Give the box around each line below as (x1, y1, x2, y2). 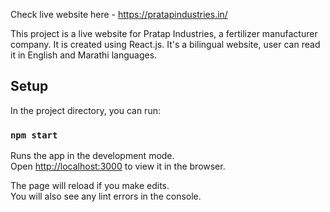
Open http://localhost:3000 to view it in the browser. (10, 160, 226, 173)
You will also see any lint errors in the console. (10, 190, 202, 203)
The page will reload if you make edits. (10, 180, 170, 192)
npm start (10, 129, 58, 141)
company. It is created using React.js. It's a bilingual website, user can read (10, 39, 321, 50)
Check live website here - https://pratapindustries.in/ (10, 9, 228, 20)
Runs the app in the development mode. (10, 150, 175, 162)
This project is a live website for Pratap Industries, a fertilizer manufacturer (10, 28, 318, 39)
